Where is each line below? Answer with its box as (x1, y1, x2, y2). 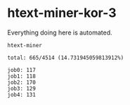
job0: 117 (7, 66, 37, 73)
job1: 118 (7, 73, 37, 80)
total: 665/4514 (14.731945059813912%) (7, 54, 124, 61)
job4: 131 (7, 91, 37, 98)
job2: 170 (7, 79, 37, 86)
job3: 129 (7, 85, 37, 92)
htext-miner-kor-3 (7, 5, 117, 21)
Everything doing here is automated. (7, 28, 112, 37)
